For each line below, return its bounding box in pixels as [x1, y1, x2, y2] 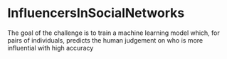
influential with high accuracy [7, 43, 94, 52]
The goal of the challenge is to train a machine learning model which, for [7, 28, 221, 37]
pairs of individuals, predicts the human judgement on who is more [7, 36, 204, 44]
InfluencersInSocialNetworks [7, 5, 185, 21]
